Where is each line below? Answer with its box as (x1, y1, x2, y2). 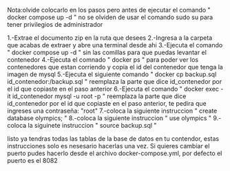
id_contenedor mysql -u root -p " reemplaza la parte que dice (12, 92, 187, 100)
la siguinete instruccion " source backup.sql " (28, 122, 157, 129)
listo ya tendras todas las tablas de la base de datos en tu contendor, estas (7, 135, 219, 143)
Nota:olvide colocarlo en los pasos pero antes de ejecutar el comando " (7, 6, 211, 14)
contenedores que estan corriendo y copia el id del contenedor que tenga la (7, 63, 224, 71)
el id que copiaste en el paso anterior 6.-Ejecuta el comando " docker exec (7, 85, 219, 93)
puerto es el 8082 (7, 157, 58, 164)
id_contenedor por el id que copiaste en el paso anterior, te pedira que (7, 100, 207, 107)
